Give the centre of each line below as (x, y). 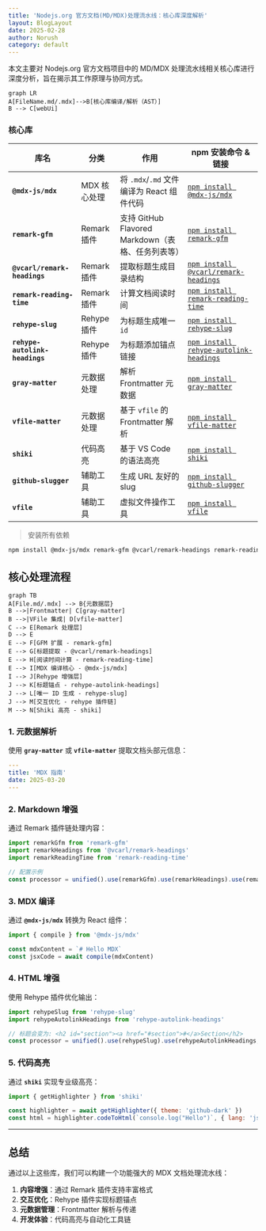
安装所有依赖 (48, 535)
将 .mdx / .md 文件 (150, 180)
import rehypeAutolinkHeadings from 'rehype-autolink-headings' (116, 1019)
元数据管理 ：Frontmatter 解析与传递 (78, 1210)
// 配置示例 (26, 872)
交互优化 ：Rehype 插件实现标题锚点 (78, 1199)
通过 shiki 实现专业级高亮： (54, 1081)
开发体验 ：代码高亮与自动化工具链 (75, 1219)
